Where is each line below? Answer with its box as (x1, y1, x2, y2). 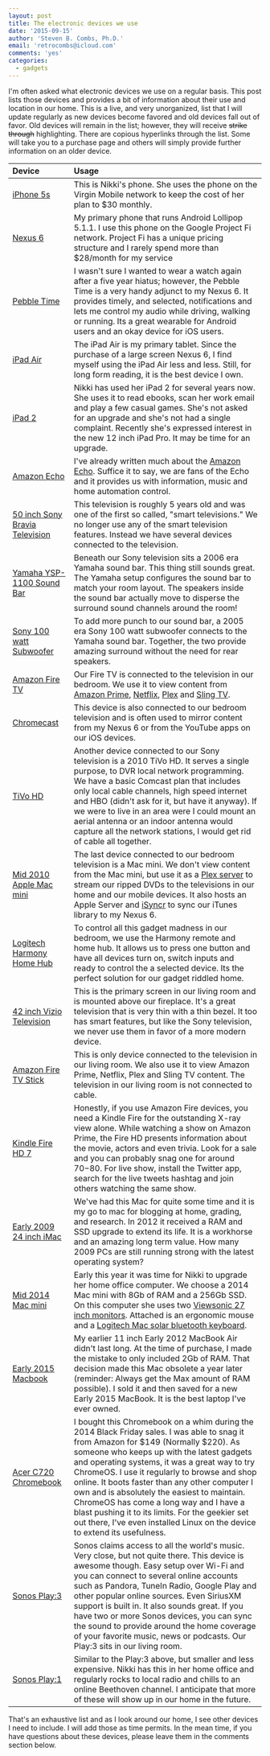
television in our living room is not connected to (73, 1079, 253, 1090)
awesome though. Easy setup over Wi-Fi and (73, 1560, 245, 1571)
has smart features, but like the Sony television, (73, 1016, 252, 1027)
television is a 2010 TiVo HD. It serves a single (73, 755, 250, 766)
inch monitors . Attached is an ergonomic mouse (73, 1309, 255, 1321)
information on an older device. (8, 146, 112, 155)
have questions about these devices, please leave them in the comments (8, 1731, 249, 1741)
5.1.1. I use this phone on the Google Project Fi (73, 222, 252, 233)
